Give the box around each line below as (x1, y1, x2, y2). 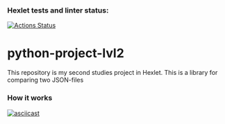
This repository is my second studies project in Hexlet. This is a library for (7, 69, 218, 77)
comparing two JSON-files (7, 76, 84, 85)
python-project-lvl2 (7, 46, 125, 61)
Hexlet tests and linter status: (7, 6, 109, 15)
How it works (7, 93, 53, 103)
